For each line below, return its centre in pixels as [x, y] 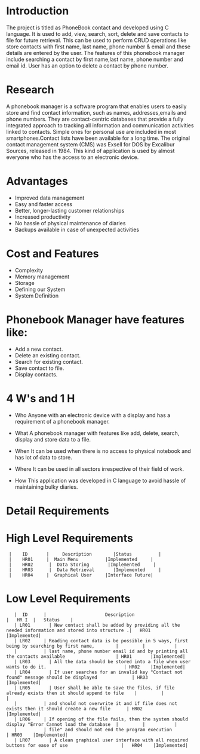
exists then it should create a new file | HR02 [75, 709]
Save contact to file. [39, 368]
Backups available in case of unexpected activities [77, 229]
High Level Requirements [70, 538]
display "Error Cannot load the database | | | [92, 724]
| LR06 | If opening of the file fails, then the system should [101, 719]
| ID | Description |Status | [85, 554]
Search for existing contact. [49, 361]
